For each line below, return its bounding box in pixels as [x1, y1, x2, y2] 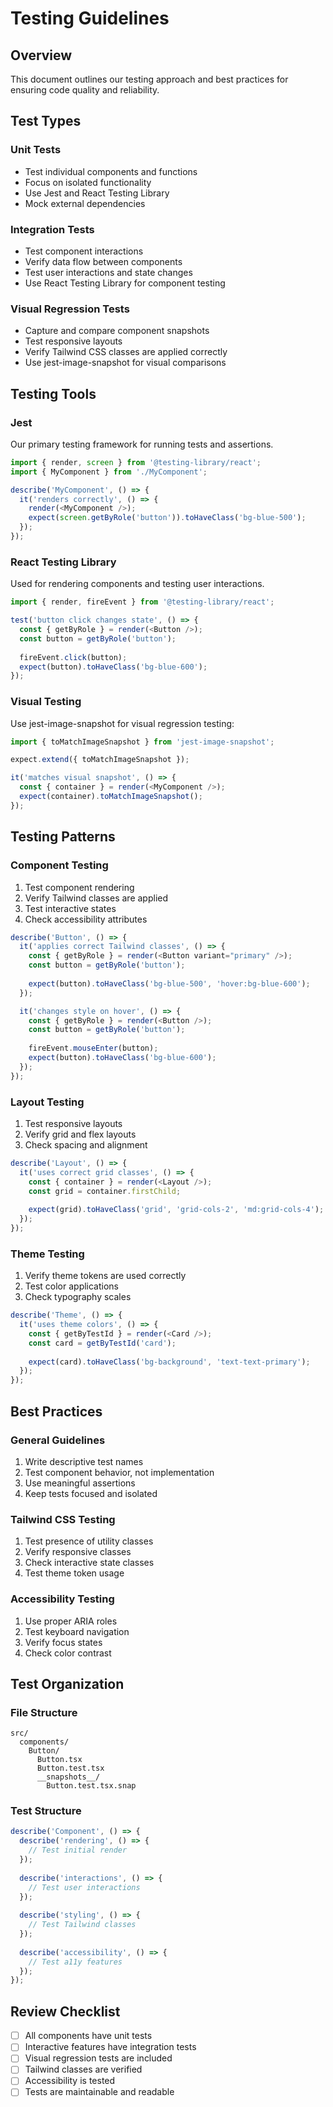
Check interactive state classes [24, 1557, 155, 1569]
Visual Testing [10, 695, 82, 709]
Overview [10, 47, 73, 64]
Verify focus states [24, 1636, 103, 1648]
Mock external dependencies [24, 197, 146, 209]
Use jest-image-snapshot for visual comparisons [24, 357, 227, 369]
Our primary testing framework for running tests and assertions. [10, 438, 274, 450]
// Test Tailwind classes [28, 1920, 137, 1930]
